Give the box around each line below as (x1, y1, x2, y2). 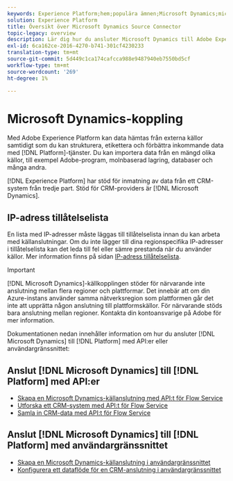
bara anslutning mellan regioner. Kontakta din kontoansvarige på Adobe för (7, 309, 222, 317)
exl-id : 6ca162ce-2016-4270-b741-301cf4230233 (7, 42, 144, 49)
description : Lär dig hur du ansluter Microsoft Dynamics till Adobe (7, 36, 213, 43)
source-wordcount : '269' (7, 68, 79, 75)
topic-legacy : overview (7, 29, 76, 37)
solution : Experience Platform (7, 17, 98, 24)
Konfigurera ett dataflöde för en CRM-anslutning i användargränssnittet (17, 465, 222, 473)
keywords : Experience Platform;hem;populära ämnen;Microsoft (7, 10, 188, 17)
